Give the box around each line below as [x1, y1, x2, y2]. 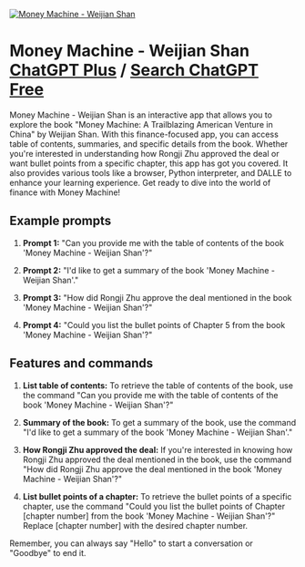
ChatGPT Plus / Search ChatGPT [9, 60, 259, 81]
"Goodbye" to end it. [9, 547, 86, 558]
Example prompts [9, 213, 112, 229]
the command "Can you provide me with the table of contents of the [22, 389, 279, 400]
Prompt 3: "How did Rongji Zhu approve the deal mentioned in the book [22, 292, 293, 303]
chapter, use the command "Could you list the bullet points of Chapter [22, 500, 285, 511]
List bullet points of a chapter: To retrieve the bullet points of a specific [22, 490, 292, 501]
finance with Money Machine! [9, 187, 121, 198]
